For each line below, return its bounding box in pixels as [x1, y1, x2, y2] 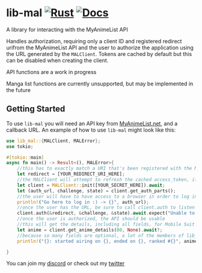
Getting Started [6, 104, 66, 114]
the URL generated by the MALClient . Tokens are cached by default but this [6, 50, 192, 57]
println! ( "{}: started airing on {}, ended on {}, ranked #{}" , [17, 238, 182, 244]
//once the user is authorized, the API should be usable [17, 216, 165, 222]
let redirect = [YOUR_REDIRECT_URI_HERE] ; [17, 171, 125, 177]
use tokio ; [6, 143, 34, 150]
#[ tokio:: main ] [6, 154, 44, 161]
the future [6, 86, 31, 93]
